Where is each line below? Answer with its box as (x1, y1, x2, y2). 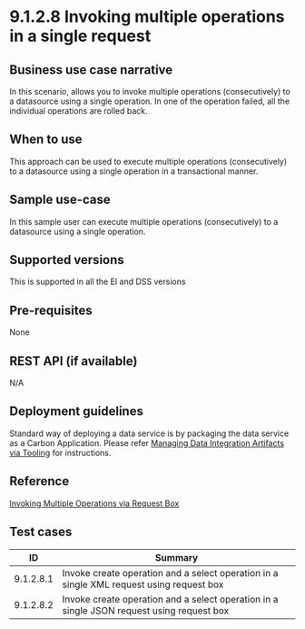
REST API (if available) (9, 353, 138, 369)
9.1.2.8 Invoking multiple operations (9, 6, 285, 27)
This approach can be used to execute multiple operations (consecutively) (9, 156, 288, 167)
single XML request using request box (62, 578, 224, 591)
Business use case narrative (9, 62, 173, 77)
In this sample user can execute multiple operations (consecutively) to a (9, 216, 279, 227)
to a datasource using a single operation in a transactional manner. (9, 166, 259, 177)
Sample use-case (9, 192, 111, 208)
